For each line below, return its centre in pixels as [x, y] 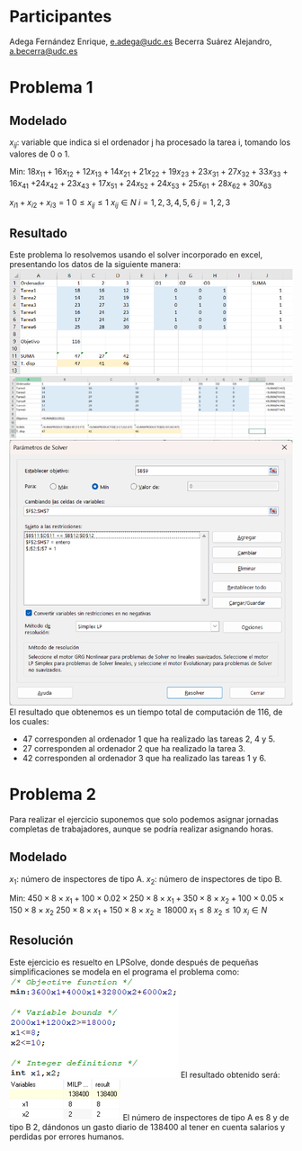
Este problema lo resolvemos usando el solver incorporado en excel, [136, 255]
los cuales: [29, 721]
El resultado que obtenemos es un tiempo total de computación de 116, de [146, 712]
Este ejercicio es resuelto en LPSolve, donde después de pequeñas [134, 962]
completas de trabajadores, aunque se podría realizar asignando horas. [142, 829]
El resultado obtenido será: [230, 1075]
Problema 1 [51, 88]
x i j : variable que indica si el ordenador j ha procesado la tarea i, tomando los [150, 143]
